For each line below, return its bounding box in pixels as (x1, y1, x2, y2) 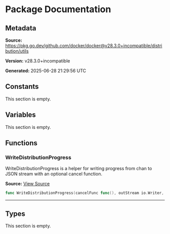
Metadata (5, 24, 36, 32)
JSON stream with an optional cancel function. (5, 171, 103, 177)
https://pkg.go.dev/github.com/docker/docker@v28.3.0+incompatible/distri (5, 43, 163, 49)
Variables (5, 111, 36, 119)
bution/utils (5, 48, 29, 54)
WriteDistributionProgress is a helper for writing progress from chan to (5, 165, 152, 172)
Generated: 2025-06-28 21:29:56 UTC (5, 68, 87, 74)
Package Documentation (5, 4, 111, 15)
